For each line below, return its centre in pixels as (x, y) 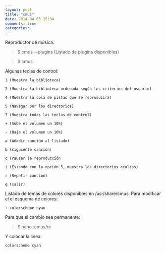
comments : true (21, 24)
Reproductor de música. (30, 42)
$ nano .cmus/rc (34, 227)
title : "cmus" (20, 14)
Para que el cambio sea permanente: (43, 217)
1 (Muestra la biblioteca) (33, 80)
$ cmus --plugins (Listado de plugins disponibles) (68, 52)
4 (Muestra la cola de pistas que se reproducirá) (58, 98)
